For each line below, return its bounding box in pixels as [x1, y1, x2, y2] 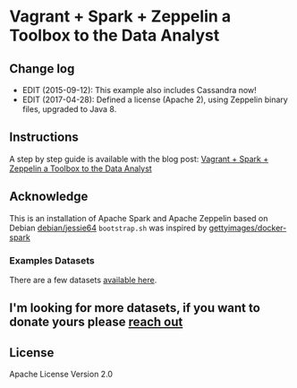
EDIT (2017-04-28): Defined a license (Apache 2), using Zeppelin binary [21, 94, 288, 105]
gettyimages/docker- [208, 222, 287, 233]
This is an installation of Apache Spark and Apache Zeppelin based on [9, 212, 268, 223]
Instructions [9, 130, 79, 145]
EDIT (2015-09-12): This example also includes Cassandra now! [21, 85, 257, 95]
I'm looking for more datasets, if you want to [9, 300, 261, 315]
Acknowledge [9, 189, 89, 204]
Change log [9, 61, 75, 76]
